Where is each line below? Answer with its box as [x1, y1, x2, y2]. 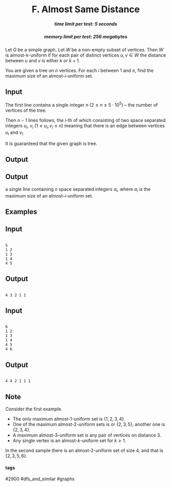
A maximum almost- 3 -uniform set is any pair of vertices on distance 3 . [12, 432, 162, 439]
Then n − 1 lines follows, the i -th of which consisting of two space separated [5, 117, 166, 123]
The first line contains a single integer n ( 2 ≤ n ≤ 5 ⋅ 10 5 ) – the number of [5, 101, 158, 108]
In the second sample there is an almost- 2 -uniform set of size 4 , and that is [5, 448, 163, 454]
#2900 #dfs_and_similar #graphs [5, 476, 75, 482]
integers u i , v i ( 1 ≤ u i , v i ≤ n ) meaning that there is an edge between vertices [5, 123, 165, 130]
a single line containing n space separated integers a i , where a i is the [5, 186, 151, 193]
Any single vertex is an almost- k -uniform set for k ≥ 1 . [12, 437, 126, 444]
